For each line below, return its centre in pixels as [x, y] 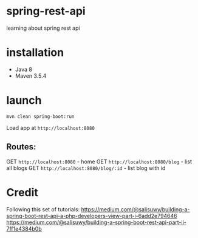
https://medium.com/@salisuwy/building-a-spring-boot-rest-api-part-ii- [96, 222]
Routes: [21, 147]
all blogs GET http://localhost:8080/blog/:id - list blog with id [86, 168]
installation [35, 53]
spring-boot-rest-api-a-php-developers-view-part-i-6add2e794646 [92, 216]
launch [24, 100]
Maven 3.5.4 [31, 76]
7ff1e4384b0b [24, 228]
